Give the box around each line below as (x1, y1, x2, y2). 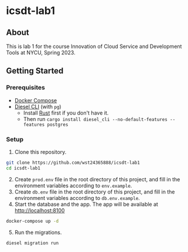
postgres (47, 122, 69, 127)
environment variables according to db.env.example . (14, 194, 141, 201)
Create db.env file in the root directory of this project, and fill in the (14, 188, 175, 195)
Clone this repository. (14, 148, 67, 156)
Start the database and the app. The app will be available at (14, 201, 158, 208)
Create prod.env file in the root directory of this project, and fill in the (14, 175, 180, 182)
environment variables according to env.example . (14, 182, 132, 189)
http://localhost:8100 (14, 206, 65, 214)
